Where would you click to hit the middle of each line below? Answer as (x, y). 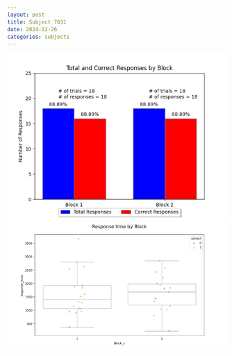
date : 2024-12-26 (32, 29)
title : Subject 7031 (37, 22)
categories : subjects (39, 37)
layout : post (26, 15)
